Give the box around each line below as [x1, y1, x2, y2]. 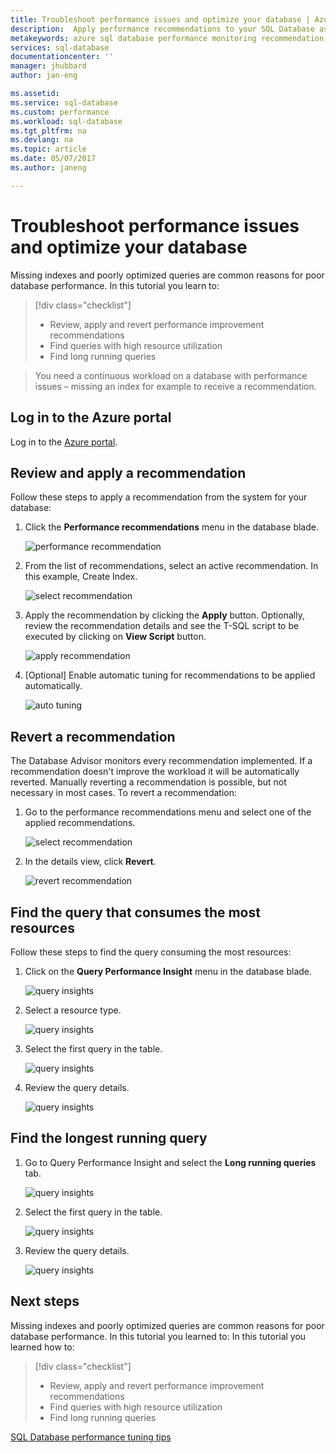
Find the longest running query [10, 1130, 208, 1147]
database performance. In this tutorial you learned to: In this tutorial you [10, 1330, 307, 1342]
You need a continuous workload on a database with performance [34, 369, 308, 381]
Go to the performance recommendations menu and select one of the [24, 806, 312, 818]
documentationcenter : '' [10, 52, 114, 62]
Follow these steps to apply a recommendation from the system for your [10, 491, 308, 503]
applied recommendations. [24, 817, 136, 829]
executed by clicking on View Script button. [24, 631, 207, 643]
